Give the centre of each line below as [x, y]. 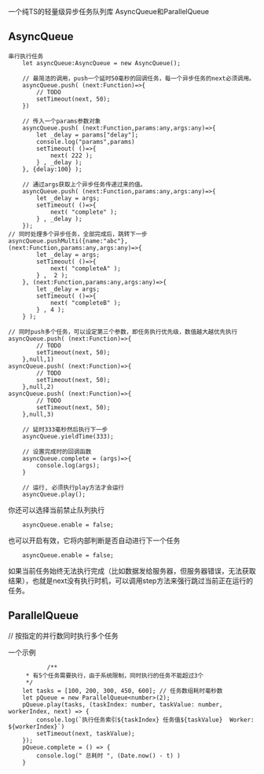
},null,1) [38, 359]
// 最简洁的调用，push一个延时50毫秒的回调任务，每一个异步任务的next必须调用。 [139, 78]
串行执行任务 [26, 56]
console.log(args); [68, 465]
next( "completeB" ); [86, 303]
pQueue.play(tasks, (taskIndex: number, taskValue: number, [123, 704]
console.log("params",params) [86, 141]
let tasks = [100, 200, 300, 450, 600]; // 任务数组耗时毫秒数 [123, 691]
